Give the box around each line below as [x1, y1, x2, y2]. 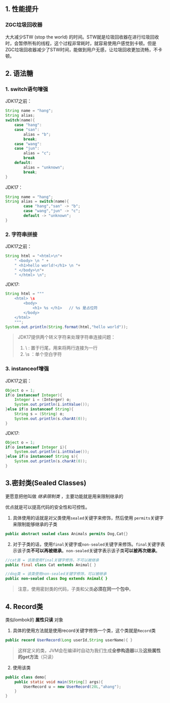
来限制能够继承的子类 [12, 521, 57, 527]
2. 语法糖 [5, 69, 33, 78]
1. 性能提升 [5, 5, 39, 14]
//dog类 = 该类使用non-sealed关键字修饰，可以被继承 [5, 572, 107, 577]
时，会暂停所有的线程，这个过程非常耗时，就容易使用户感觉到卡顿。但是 [5, 40, 156, 46]
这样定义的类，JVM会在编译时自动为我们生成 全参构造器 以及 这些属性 [17, 647, 161, 653]
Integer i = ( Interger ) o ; [14, 397, 72, 403]
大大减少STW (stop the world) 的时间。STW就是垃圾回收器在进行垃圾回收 [5, 34, 159, 40]
